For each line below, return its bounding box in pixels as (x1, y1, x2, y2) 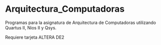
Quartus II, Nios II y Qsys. (5, 24, 57, 30)
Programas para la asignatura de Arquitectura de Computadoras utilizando (5, 20, 157, 25)
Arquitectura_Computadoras (5, 3, 125, 15)
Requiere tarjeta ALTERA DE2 (5, 34, 64, 40)
